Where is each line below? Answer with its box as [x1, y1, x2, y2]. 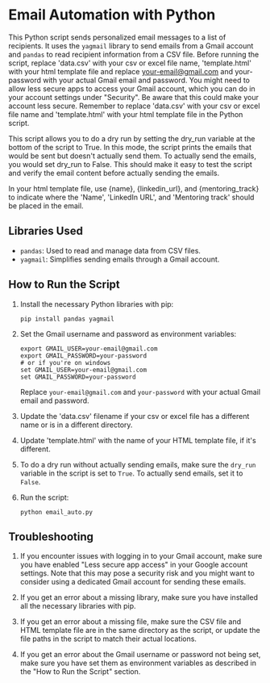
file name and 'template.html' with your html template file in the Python [8, 109, 243, 119]
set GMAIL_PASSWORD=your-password [19, 373, 136, 381]
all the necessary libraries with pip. [19, 601, 136, 611]
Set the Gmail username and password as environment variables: [19, 329, 237, 338]
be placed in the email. [8, 200, 84, 211]
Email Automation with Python [8, 6, 216, 24]
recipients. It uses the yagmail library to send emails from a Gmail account [8, 40, 254, 50]
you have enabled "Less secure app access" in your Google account [19, 559, 248, 570]
